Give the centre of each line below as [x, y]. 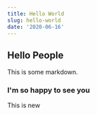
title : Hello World [36, 14]
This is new [24, 105]
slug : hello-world [34, 20]
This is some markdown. [43, 72]
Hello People [35, 55]
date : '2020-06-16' [36, 27]
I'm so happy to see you [48, 90]
